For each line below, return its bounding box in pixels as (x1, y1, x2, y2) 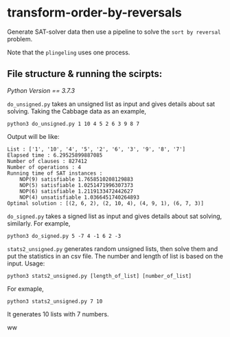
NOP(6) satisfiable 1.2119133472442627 (19, 188, 134, 195)
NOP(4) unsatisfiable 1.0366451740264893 (19, 194, 139, 201)
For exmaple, (7, 284, 45, 293)
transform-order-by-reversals (7, 5, 182, 21)
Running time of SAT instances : (7, 170, 103, 177)
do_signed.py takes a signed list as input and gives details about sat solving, (7, 212, 222, 220)
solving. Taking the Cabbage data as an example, (7, 107, 146, 115)
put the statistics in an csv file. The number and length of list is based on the (7, 252, 224, 260)
